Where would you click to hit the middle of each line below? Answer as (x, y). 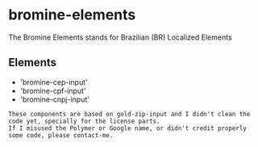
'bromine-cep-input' (54, 82)
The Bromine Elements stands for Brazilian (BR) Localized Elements (120, 37)
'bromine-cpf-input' (53, 90)
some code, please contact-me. (61, 135)
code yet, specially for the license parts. (84, 121)
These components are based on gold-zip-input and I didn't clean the (129, 114)
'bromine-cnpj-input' (55, 99)
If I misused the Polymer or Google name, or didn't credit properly (128, 128)
